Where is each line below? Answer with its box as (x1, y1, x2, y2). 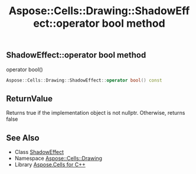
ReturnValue (6, 94, 53, 104)
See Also (6, 133, 40, 143)
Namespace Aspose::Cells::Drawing (14, 155, 102, 162)
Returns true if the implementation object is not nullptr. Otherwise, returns (6, 109, 185, 117)
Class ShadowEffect (14, 149, 64, 156)
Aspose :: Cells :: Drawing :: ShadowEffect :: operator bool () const (6, 77, 162, 83)
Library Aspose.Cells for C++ (14, 161, 86, 168)
